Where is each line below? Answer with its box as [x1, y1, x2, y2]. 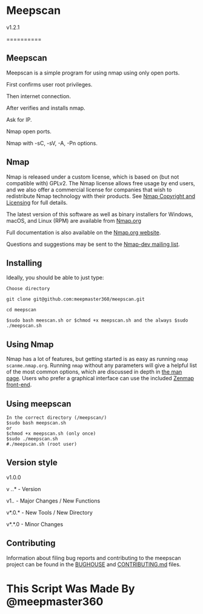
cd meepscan [6, 307, 36, 313]
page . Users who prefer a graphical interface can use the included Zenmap [6, 375, 195, 382]
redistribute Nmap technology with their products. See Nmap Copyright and [6, 192, 196, 200]
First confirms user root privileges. [6, 81, 93, 88]
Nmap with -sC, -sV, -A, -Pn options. [6, 139, 98, 147]
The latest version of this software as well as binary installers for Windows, [6, 210, 193, 218]
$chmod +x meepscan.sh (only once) [6, 431, 96, 437]
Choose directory [6, 286, 50, 292]
